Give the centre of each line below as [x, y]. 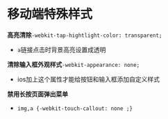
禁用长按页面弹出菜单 [37, 94]
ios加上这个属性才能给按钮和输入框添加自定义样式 [88, 79]
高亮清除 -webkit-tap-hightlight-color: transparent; [85, 35]
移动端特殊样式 [50, 14]
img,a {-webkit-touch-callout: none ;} [75, 109]
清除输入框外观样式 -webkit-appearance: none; [74, 64]
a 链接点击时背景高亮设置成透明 [61, 49]
